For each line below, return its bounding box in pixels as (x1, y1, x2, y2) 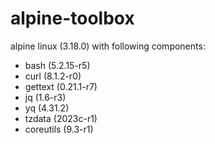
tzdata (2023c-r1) (24, 112, 98, 124)
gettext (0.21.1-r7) (24, 80, 98, 92)
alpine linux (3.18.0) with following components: (10, 40, 206, 52)
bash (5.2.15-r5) (24, 59, 91, 71)
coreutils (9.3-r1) (24, 123, 94, 135)
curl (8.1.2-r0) (24, 70, 82, 82)
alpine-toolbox (10, 7, 135, 30)
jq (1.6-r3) (24, 91, 67, 103)
